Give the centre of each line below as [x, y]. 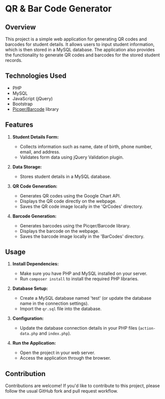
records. [14, 60]
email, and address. [40, 152]
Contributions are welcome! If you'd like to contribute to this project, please [82, 386]
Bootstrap [22, 104]
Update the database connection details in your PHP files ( [80, 328]
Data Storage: [27, 167]
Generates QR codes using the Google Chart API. [70, 196]
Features [19, 125]
